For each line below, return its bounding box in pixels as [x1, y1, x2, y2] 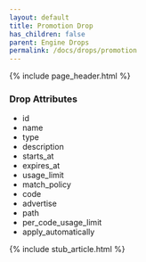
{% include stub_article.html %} [9, 244, 126, 255]
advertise [21, 198, 58, 209]
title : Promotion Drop [9, 21, 93, 30]
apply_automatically [21, 226, 95, 237]
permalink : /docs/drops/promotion [9, 46, 138, 55]
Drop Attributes [9, 93, 78, 105]
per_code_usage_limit [21, 217, 102, 228]
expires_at [21, 160, 61, 171]
